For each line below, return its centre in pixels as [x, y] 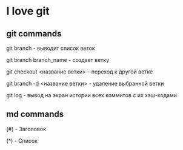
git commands [34, 34]
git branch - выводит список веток [51, 48]
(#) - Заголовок [26, 129]
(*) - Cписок [22, 140]
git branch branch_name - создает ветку [58, 60]
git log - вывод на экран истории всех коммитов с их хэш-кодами [92, 95]
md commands [35, 114]
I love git [28, 11]
